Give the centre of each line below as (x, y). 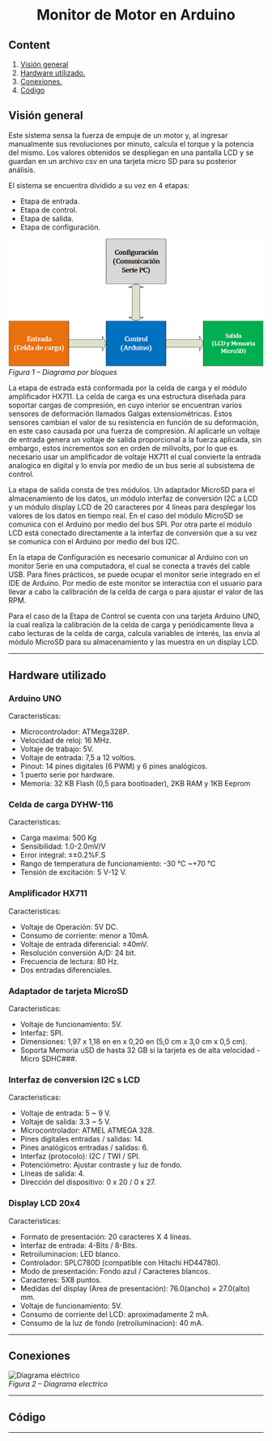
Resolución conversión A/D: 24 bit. (78, 953)
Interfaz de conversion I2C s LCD (74, 1079)
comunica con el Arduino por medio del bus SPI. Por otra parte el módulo (130, 524)
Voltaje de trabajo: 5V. (57, 749)
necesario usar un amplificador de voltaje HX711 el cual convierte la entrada (135, 457)
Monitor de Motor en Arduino (136, 15)
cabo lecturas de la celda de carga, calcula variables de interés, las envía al (134, 634)
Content (30, 45)
